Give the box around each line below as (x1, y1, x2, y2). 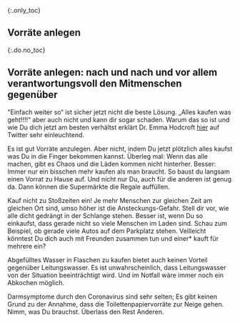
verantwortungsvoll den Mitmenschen (7, 78, 182, 90)
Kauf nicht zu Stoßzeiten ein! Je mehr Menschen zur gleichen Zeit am (7, 196, 213, 204)
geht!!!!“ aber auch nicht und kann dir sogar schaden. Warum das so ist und (7, 115, 230, 124)
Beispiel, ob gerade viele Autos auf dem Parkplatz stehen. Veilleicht (7, 227, 206, 235)
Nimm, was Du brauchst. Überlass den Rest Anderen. (7, 307, 164, 316)
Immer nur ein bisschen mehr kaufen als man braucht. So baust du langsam (7, 167, 230, 176)
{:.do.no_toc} (7, 46, 46, 54)
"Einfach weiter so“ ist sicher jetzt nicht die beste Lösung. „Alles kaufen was (7, 107, 231, 116)
